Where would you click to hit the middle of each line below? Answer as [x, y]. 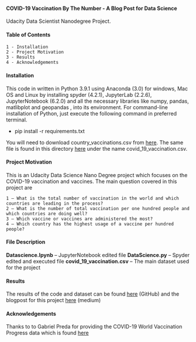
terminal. [17, 120]
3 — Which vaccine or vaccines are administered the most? [80, 219]
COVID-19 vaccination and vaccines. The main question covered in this [92, 181]
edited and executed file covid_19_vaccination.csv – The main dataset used [98, 262]
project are [19, 187]
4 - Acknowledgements [32, 62]
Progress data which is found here [47, 333]
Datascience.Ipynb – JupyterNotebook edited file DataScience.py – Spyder [98, 255]
